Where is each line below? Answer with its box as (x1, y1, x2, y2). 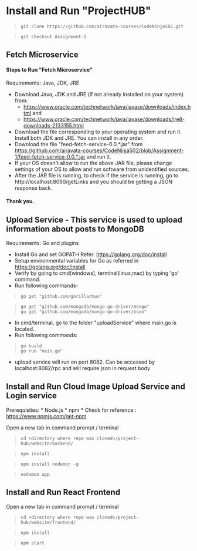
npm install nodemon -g (20, 461, 79, 467)
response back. (14, 184, 53, 191)
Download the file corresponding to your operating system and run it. (14, 128, 182, 135)
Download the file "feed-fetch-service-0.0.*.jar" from (14, 140, 143, 147)
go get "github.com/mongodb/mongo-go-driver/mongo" (20, 304, 150, 310)
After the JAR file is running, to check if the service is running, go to (14, 172, 179, 179)
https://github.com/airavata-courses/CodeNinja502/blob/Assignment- (14, 147, 184, 154)
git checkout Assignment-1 (20, 33, 87, 39)
